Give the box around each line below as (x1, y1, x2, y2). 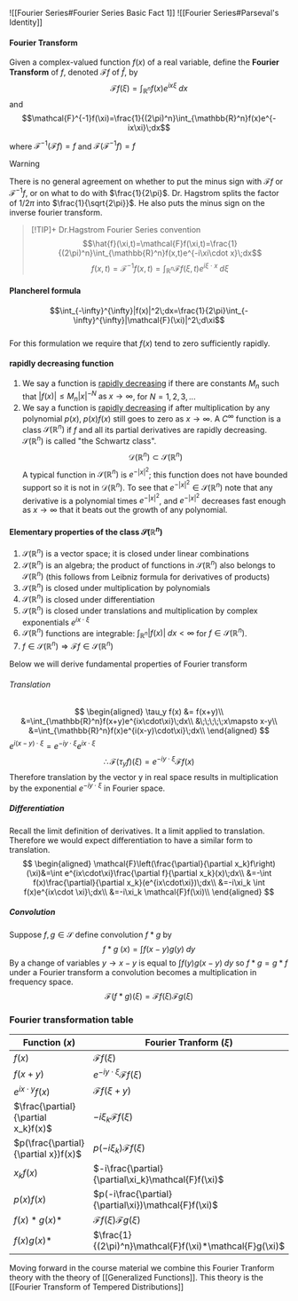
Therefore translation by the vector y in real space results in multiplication (9, 772, 278, 783)
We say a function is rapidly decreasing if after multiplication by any (21, 403, 271, 414)
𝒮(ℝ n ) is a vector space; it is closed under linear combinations (21, 547, 250, 558)
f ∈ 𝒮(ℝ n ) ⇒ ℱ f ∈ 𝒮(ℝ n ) (21, 639, 114, 651)
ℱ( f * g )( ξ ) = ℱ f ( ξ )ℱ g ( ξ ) (105, 990, 193, 1001)
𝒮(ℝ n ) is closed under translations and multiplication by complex (21, 603, 259, 616)
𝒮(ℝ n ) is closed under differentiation (21, 592, 155, 604)
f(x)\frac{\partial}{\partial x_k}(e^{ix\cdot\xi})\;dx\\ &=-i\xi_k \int (32, 877, 266, 887)
